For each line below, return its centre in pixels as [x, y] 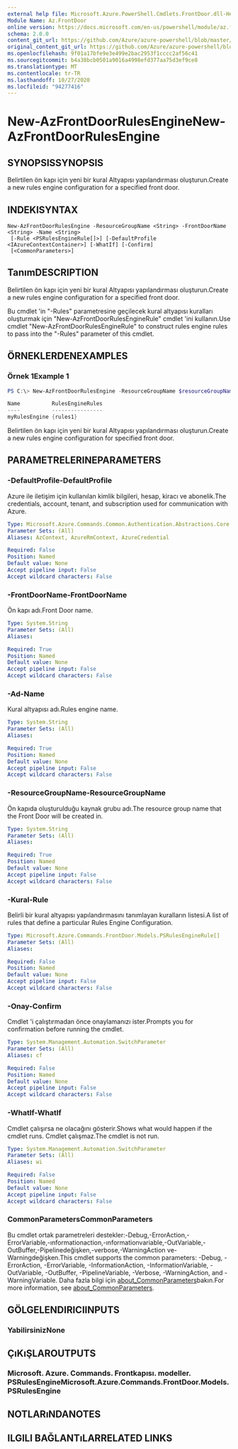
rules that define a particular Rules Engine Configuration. [90, 922]
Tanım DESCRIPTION [53, 273]
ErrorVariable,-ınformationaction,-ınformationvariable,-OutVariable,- [107, 1242]
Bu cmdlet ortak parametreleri [51, 1235]
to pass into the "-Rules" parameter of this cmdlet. [81, 334]
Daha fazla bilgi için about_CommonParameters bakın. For [142, 1280]
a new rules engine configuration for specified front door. [91, 438]
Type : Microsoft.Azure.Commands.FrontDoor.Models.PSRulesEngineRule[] [114, 935]
